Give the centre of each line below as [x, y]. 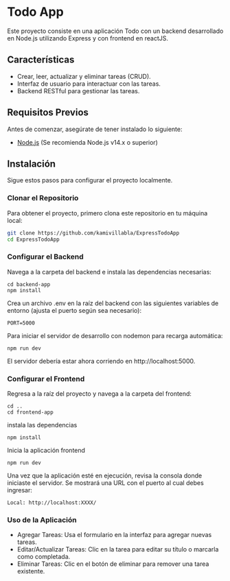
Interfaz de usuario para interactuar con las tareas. [89, 84]
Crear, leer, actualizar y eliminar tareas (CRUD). [84, 76]
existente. [31, 571]
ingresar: [20, 490]
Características [41, 60]
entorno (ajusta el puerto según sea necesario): [74, 310]
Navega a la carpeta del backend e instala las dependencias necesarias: [109, 272]
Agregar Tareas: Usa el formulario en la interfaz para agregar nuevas [114, 535]
